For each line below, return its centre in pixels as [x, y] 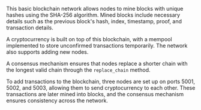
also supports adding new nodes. [47, 52]
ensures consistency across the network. [57, 100]
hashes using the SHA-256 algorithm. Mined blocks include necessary [93, 15]
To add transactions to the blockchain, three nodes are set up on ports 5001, [100, 81]
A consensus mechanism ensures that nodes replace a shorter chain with [97, 63]
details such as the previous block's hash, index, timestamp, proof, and [94, 21]
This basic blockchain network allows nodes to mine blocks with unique [95, 9]
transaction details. [30, 27]
